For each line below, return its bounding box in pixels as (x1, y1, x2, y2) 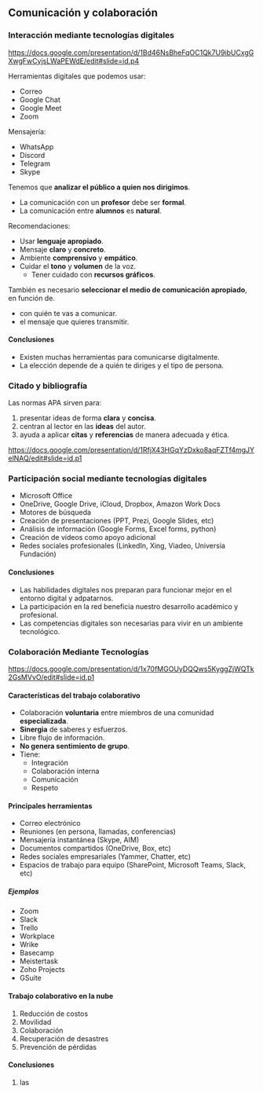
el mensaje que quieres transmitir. (19, 317, 130, 326)
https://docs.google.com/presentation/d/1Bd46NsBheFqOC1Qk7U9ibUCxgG (8, 47, 254, 57)
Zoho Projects (19, 965, 65, 974)
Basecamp (19, 948, 55, 958)
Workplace (19, 931, 55, 941)
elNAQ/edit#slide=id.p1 (8, 453, 82, 463)
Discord (19, 150, 46, 160)
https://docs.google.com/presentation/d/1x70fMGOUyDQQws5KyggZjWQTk (8, 664, 255, 673)
